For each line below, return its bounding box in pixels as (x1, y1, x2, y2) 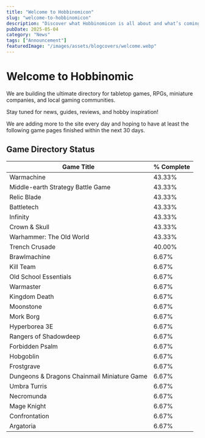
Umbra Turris (9, 382, 48, 390)
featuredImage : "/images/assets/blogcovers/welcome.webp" (6, 43, 157, 50)
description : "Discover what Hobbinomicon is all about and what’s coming (6, 20, 201, 26)
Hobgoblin (9, 352, 40, 360)
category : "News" (6, 32, 51, 38)
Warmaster (9, 282, 41, 291)
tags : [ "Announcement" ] (6, 37, 67, 43)
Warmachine (9, 173, 46, 181)
